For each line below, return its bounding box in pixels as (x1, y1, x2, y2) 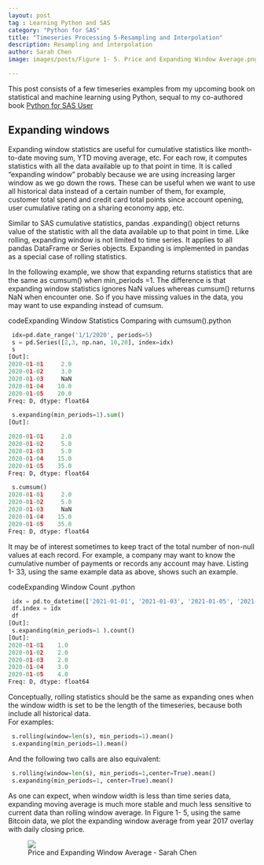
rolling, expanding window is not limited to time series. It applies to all (8, 235, 233, 244)
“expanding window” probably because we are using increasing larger (8, 169, 236, 179)
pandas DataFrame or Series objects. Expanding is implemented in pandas (8, 243, 250, 253)
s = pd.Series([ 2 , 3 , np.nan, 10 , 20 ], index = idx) (11, 338, 174, 347)
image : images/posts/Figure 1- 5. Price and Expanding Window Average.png (8, 56, 258, 64)
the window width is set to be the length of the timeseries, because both (8, 700, 243, 710)
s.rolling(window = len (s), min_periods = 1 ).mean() (11, 733, 174, 741)
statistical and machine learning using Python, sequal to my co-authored (8, 92, 244, 102)
